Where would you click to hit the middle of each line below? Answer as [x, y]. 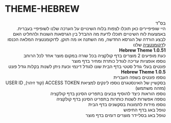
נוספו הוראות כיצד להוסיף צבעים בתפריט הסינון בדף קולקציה [108, 93]
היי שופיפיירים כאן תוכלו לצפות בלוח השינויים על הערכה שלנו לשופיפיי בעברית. [91, 28]
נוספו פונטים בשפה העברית [140, 77]
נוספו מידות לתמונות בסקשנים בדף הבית [127, 104]
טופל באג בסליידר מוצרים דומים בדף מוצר [126, 115]
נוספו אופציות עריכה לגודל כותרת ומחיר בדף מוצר [119, 61]
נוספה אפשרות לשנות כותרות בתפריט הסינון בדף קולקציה [111, 99]
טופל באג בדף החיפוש [145, 110]
